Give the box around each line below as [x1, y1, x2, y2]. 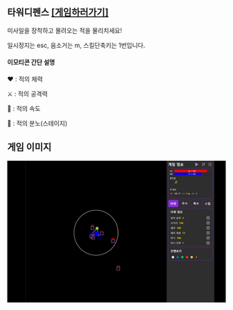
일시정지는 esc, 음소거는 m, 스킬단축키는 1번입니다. [7, 41, 146, 49]
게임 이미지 [7, 141, 52, 153]
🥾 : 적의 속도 [7, 105, 41, 113]
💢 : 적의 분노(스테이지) [7, 119, 68, 128]
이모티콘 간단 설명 [7, 58, 55, 67]
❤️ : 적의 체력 [7, 75, 43, 83]
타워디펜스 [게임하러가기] [7, 6, 109, 19]
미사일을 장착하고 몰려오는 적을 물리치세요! [7, 26, 123, 35]
